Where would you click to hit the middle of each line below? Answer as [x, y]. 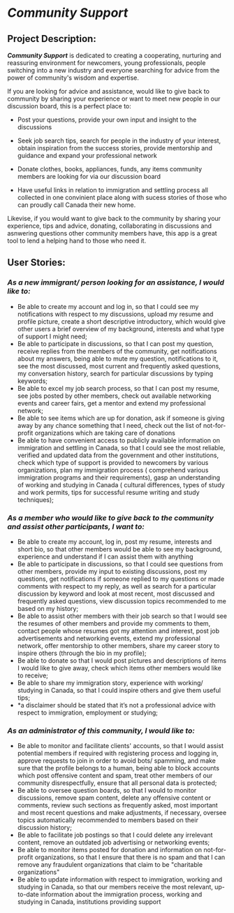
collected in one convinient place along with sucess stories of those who [122, 197]
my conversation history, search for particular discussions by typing [115, 373]
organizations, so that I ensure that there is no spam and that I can [130, 857]
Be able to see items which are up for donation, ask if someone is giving [121, 418]
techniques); [36, 499]
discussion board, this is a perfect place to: [69, 106]
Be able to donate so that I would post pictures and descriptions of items [122, 660]
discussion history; [44, 828]
